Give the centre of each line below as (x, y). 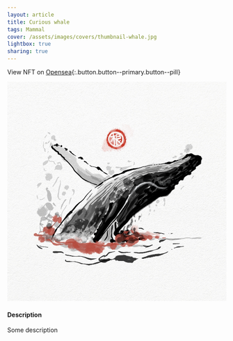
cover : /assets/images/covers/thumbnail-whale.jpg (82, 37)
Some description (32, 330)
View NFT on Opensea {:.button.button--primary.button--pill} (94, 72)
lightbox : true (29, 44)
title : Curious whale (39, 22)
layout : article (31, 15)
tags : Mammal (26, 29)
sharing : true (28, 51)
